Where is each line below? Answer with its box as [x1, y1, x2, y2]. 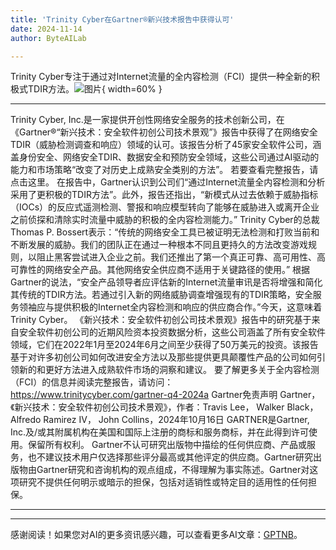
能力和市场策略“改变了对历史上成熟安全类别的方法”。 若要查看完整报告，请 [10, 164, 319, 176]
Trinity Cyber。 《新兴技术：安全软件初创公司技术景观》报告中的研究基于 [10, 314, 312, 326]
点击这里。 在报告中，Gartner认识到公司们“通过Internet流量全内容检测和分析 [10, 176, 326, 188]
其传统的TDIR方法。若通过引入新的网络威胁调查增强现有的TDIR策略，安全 [10, 289, 313, 301]
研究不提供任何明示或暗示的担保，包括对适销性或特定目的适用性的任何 [18, 476, 308, 488]
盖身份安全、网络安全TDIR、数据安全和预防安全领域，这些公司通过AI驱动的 [10, 151, 320, 163]
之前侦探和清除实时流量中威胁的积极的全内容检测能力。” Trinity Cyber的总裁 [10, 214, 320, 226]
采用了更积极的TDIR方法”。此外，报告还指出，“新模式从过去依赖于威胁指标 [10, 189, 319, 201]
